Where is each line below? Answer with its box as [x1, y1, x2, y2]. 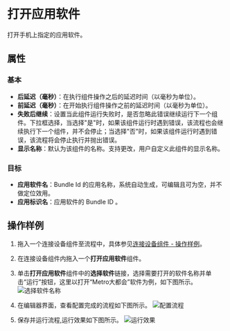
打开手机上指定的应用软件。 [7, 30, 87, 39]
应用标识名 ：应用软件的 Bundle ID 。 [17, 197, 122, 206]
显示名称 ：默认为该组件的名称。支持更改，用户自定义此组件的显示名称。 [17, 144, 224, 152]
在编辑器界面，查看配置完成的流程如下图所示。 [17, 301, 151, 309]
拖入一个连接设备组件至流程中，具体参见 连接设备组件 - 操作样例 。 [17, 240, 206, 248]
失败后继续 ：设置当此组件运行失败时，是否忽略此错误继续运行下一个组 [17, 109, 218, 118]
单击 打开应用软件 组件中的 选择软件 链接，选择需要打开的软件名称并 [17, 269, 206, 277]
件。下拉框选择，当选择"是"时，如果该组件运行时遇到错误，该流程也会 [17, 118, 218, 127]
